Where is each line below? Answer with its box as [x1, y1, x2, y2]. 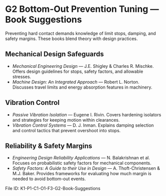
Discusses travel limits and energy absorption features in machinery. [12, 84, 153, 90]
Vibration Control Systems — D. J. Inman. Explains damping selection [12, 122, 154, 128]
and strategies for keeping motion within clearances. [12, 117, 120, 123]
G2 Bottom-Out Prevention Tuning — [5, 3, 159, 15]
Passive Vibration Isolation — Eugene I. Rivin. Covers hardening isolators [12, 111, 162, 117]
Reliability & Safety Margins [5, 142, 93, 150]
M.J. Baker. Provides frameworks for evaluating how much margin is [12, 171, 152, 177]
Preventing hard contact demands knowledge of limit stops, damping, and [5, 30, 156, 36]
